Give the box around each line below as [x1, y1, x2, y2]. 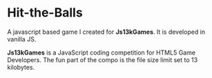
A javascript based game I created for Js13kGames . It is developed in [7, 28, 206, 36]
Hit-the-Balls [7, 5, 83, 21]
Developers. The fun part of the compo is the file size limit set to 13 [7, 55, 198, 64]
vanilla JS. [7, 35, 37, 43]
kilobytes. [7, 63, 35, 71]
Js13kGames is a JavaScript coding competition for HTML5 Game [7, 48, 195, 57]
